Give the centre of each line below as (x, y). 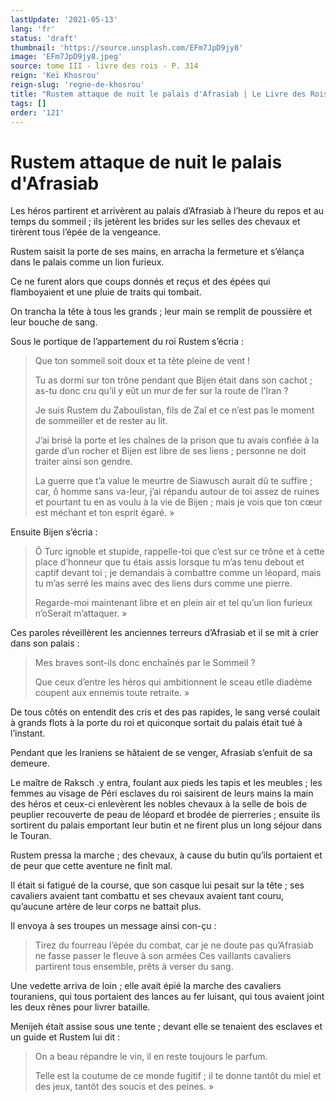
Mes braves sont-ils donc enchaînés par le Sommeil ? (145, 663)
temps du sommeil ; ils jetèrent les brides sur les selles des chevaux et (155, 222)
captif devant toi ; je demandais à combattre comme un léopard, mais (178, 573)
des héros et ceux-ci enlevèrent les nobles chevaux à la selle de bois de (159, 804)
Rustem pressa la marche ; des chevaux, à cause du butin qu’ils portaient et (166, 855)
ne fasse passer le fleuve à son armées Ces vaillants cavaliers (163, 956)
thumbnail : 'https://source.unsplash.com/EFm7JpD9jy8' (127, 47)
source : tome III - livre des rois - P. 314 (104, 66)
